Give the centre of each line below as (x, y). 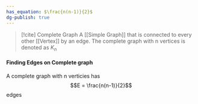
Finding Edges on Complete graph (50, 62)
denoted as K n (39, 48)
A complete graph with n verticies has (53, 76)
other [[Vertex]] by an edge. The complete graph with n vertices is (103, 41)
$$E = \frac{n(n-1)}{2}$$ (101, 85)
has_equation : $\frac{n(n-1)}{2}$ (50, 12)
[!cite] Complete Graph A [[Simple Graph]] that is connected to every (106, 34)
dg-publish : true (28, 17)
